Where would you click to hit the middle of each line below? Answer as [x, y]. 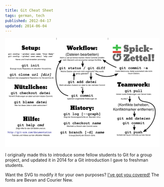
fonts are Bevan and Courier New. [39, 180]
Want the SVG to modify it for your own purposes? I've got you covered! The [82, 175]
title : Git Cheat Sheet [29, 10]
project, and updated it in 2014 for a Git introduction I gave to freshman [77, 160]
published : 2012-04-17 [28, 21]
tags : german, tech [25, 15]
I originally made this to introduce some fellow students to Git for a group [79, 155]
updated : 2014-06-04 [26, 26]
